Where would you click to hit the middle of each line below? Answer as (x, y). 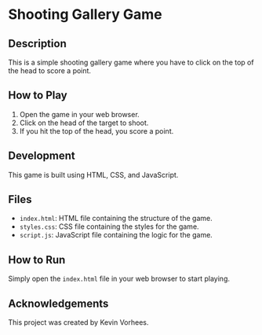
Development (42, 156)
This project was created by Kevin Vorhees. (78, 322)
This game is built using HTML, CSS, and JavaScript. (93, 175)
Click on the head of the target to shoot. (84, 123)
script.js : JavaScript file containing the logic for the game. (116, 235)
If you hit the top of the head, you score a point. (96, 131)
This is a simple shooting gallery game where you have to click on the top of (131, 62)
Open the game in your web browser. (79, 114)
